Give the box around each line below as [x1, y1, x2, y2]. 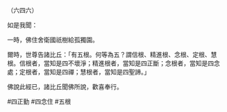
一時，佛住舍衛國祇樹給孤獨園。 [7, 35, 99, 44]
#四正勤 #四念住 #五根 [7, 97, 72, 106]
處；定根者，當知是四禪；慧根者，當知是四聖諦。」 [7, 68, 151, 76]
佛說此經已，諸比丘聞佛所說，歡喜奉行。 [7, 83, 123, 90]
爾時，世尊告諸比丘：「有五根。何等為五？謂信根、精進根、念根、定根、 [7, 51, 211, 58]
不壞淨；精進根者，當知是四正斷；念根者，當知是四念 [67, 59, 220, 67]
